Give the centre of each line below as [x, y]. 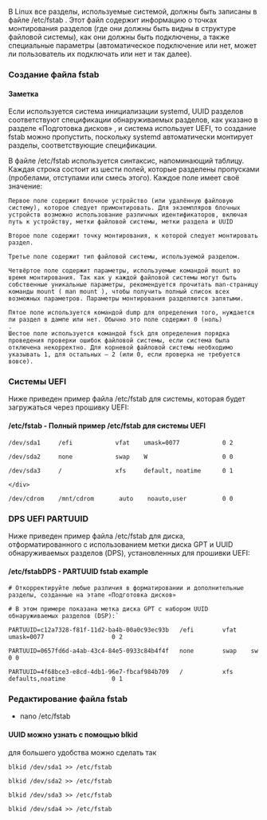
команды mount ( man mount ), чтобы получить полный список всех [119, 292]
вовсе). [21, 362]
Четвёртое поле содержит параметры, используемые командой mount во [124, 271]
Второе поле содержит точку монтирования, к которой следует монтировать [133, 236]
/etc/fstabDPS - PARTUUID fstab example [79, 571]
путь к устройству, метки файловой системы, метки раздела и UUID [121, 222]
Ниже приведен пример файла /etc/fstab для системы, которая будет [127, 399]
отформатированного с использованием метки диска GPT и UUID [121, 544]
